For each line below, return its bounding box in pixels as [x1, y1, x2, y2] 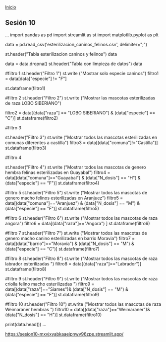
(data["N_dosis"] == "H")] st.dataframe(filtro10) [5, 312, 102, 318]
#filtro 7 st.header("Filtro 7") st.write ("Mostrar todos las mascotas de [5, 230, 147, 236]
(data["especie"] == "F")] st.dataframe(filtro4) [5, 180, 100, 186]
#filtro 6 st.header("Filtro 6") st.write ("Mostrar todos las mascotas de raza [5, 215, 158, 221]
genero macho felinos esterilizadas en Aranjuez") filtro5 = [5, 195, 123, 201]
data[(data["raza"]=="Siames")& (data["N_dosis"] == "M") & [5, 286, 128, 292]
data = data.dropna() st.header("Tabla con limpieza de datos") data [5, 61, 143, 67]
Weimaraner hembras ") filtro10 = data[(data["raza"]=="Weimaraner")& [5, 306, 150, 312]
